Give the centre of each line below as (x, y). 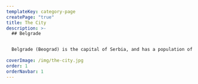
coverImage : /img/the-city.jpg (45, 60)
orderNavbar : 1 (25, 72)
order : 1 (17, 66)
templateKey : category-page (41, 12)
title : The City (26, 22)
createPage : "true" (30, 17)
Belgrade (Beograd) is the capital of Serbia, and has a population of (102, 50)
